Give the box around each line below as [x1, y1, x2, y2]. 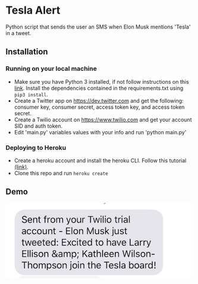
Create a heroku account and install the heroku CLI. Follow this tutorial [14, 157, 187, 164]
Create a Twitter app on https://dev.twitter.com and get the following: [14, 97, 184, 104]
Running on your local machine [5, 65, 98, 73]
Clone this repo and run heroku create [14, 169, 108, 176]
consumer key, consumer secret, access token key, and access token [14, 103, 185, 111]
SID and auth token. [14, 122, 63, 130]
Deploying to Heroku [5, 143, 67, 152]
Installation [5, 47, 48, 57]
